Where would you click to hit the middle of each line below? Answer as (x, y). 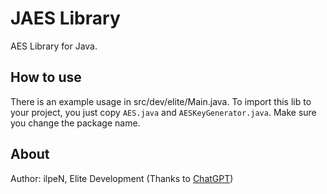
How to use (46, 77)
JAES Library (65, 18)
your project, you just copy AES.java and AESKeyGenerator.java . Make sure (163, 112)
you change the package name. (75, 123)
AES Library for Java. (54, 46)
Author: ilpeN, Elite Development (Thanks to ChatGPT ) (122, 178)
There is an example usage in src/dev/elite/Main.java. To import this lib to (161, 101)
